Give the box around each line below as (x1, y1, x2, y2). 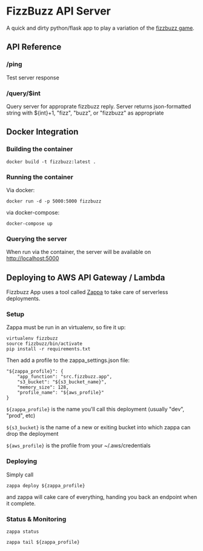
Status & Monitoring (6, 515, 67, 523)
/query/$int (6, 89, 41, 98)
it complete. (6, 499, 36, 507)
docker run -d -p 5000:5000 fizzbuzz (6, 198, 102, 204)
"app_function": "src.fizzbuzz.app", (17, 374, 113, 380)
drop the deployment (6, 430, 59, 438)
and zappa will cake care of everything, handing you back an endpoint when (6, 493, 198, 501)
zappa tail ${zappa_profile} (6, 539, 80, 545)
